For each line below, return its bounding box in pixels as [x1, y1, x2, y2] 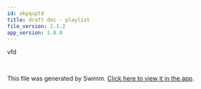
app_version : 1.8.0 [7, 29, 63, 36]
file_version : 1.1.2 [7, 23, 66, 29]
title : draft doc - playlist [7, 16, 90, 23]
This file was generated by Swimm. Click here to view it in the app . [7, 75, 195, 83]
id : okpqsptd [7, 10, 44, 17]
